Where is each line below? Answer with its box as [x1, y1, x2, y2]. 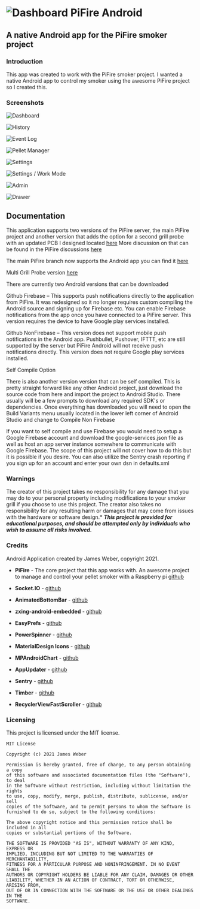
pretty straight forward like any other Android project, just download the [6, 384, 183, 391]
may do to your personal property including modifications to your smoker [6, 494, 186, 502]
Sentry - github [14, 677, 54, 684]
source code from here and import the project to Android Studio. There [6, 390, 181, 398]
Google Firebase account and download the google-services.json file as [6, 434, 184, 441]
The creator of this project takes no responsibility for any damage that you [6, 488, 189, 496]
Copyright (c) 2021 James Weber [6, 751, 87, 757]
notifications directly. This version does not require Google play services [6, 348, 184, 355]
